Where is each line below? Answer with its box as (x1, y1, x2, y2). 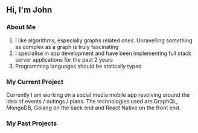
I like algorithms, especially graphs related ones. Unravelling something (14, 36, 193, 44)
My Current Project (6, 77, 63, 86)
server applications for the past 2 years (14, 56, 113, 63)
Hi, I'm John (6, 5, 53, 15)
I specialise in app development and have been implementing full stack (14, 50, 191, 57)
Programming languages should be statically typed (14, 62, 142, 70)
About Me (6, 23, 36, 31)
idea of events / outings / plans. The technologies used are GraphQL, (6, 97, 178, 105)
